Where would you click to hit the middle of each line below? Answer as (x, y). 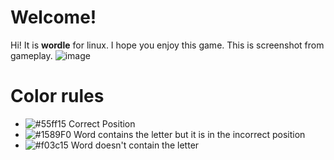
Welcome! (53, 17)
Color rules (57, 96)
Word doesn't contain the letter (135, 145)
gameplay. (31, 55)
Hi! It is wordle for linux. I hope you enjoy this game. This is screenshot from (167, 45)
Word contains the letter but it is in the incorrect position (189, 134)
